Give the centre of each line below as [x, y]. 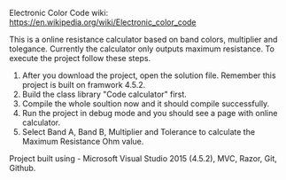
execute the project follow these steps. [80, 58]
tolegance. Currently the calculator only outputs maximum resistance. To [142, 49]
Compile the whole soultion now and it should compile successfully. [146, 104]
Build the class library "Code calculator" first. [104, 94]
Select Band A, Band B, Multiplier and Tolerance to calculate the [138, 132]
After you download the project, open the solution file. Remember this [149, 75]
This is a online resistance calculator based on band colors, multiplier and [143, 39]
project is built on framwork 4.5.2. [84, 85]
